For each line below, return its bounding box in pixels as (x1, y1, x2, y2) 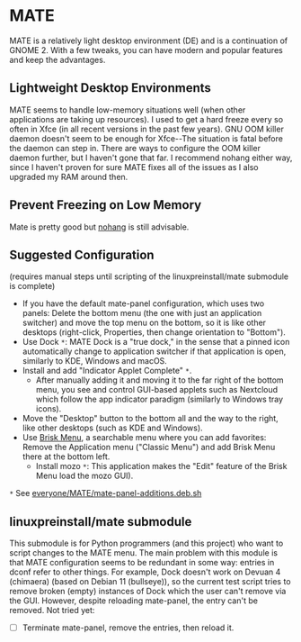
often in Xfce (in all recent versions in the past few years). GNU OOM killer (9, 123, 285, 134)
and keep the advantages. (9, 54, 106, 65)
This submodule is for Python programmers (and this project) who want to (9, 538, 284, 549)
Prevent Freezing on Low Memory (9, 197, 202, 212)
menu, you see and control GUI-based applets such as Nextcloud (35, 384, 279, 395)
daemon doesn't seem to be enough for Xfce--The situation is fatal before (9, 132, 283, 144)
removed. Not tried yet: (9, 605, 95, 616)
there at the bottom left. (22, 451, 111, 462)
